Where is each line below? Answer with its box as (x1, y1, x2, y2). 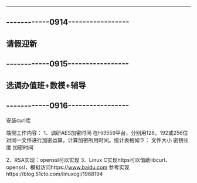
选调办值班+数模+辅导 (6, 80, 86, 90)
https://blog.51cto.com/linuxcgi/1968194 (6, 171, 103, 178)
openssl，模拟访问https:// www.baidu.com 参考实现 (6, 164, 130, 171)
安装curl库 (6, 117, 31, 124)
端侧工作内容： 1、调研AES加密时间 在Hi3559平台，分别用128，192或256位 (6, 130, 188, 137)
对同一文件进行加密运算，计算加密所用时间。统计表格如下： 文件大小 (6, 137, 172, 144)
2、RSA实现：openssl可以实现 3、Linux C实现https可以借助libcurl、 (6, 157, 171, 164)
